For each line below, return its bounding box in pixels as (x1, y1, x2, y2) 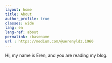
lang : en (5, 25, 23, 30)
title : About (5, 12, 32, 17)
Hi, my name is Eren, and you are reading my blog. (5, 52, 108, 58)
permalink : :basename (5, 35, 50, 40)
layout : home (5, 7, 32, 12)
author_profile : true (5, 16, 50, 21)
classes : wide (5, 21, 35, 26)
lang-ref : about (5, 30, 38, 35)
